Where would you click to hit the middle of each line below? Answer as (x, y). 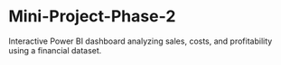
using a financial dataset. (55, 50)
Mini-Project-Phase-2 (92, 16)
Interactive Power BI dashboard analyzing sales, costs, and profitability (140, 41)
